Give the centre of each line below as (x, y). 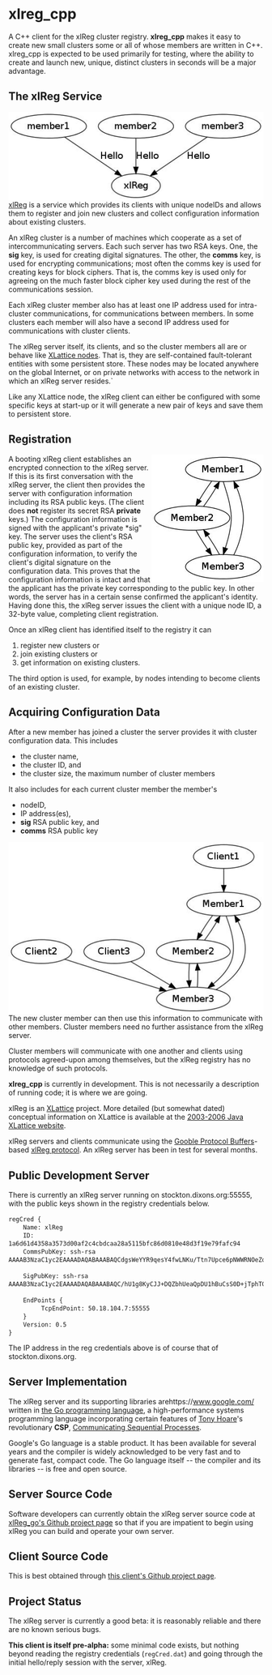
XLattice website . (37, 1126)
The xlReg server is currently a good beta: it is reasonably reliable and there (135, 1621)
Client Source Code (58, 1556)
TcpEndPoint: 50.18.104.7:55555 (96, 1308)
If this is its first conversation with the (71, 476)
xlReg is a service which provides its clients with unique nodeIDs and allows (135, 204)
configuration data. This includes (64, 740)
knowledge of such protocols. (58, 1068)
